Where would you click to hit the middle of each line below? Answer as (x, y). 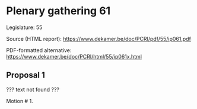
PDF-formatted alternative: (39, 50)
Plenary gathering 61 (58, 11)
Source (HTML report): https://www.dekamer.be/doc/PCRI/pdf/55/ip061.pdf (99, 39)
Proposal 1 (26, 75)
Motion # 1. (20, 101)
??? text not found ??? (33, 89)
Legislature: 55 (24, 27)
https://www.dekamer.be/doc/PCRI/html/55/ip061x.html (74, 56)
